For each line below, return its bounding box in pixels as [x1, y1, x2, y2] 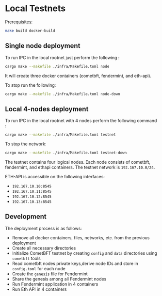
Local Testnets [5, 3, 66, 14]
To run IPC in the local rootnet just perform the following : [5, 54, 120, 61]
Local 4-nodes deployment [5, 105, 89, 113]
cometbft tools [12, 255, 41, 261]
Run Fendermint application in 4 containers [12, 281, 98, 287]
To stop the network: [5, 141, 47, 147]
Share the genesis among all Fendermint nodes [12, 276, 107, 281]
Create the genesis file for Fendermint [12, 271, 88, 277]
